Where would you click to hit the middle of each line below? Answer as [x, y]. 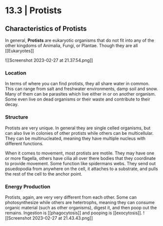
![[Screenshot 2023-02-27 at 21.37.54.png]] [49, 60]
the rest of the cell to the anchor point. [44, 174]
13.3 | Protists [33, 11]
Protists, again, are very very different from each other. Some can [71, 197]
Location [16, 73]
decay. [12, 104]
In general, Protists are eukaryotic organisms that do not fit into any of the [80, 40]
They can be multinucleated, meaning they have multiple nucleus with [75, 138]
